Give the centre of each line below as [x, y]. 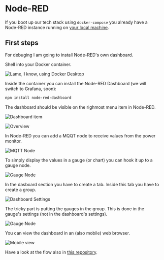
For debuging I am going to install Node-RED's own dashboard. [69, 55]
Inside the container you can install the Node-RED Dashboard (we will [76, 83]
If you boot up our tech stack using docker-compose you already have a [76, 22]
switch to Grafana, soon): [31, 89]
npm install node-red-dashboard [38, 97]
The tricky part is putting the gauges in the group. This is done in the [75, 209]
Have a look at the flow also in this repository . [51, 252]
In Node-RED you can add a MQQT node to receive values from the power [80, 135]
